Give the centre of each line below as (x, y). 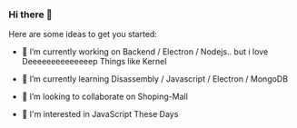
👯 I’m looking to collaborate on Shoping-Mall (104, 97)
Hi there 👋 (31, 15)
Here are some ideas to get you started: (83, 34)
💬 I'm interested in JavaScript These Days (100, 114)
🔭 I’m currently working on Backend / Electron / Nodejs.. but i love (145, 52)
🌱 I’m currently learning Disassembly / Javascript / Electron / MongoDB (154, 79)
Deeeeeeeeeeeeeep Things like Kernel (94, 62)
